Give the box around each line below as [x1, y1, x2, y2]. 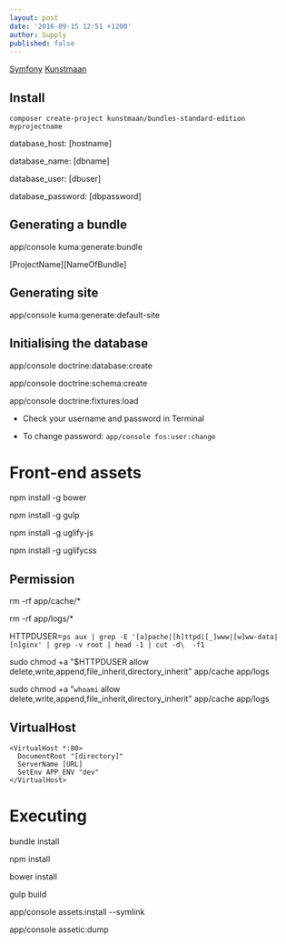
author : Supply [9, 30, 67, 39]
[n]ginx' [9, 640, 43, 650]
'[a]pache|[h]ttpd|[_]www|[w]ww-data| [131, 633, 279, 642]
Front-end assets [9, 462, 143, 483]
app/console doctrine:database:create [9, 360, 153, 371]
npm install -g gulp [9, 510, 80, 521]
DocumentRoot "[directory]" [17, 752, 124, 761]
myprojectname [9, 122, 64, 132]
